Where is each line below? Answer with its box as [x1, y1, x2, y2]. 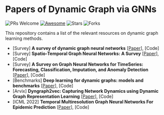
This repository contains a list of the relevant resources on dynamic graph [5, 30, 158, 36]
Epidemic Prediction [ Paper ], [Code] [12, 104, 90, 110]
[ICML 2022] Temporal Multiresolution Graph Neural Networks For [12, 98, 153, 104]
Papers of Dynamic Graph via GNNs [5, 4, 157, 15]
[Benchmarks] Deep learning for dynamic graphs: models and [12, 77, 144, 83]
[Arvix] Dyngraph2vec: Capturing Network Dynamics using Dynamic [12, 88, 159, 94]
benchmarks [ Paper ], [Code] [12, 82, 73, 89]
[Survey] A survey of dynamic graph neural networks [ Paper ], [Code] [12, 45, 159, 51]
